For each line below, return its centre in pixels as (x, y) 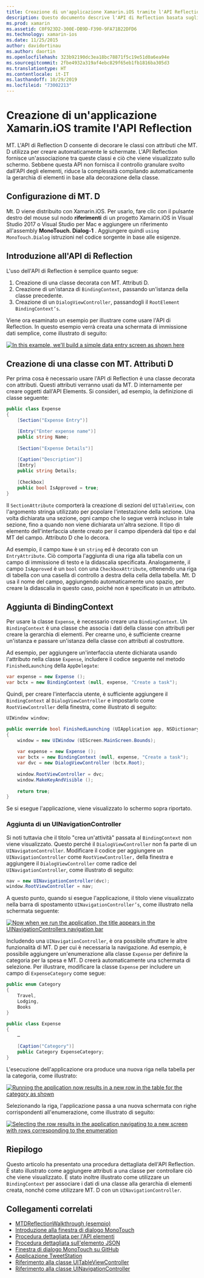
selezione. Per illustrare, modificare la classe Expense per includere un (93, 967)
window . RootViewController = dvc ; (61, 774)
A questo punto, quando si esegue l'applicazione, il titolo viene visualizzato (100, 898)
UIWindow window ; (28, 718)
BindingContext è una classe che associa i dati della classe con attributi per (100, 628)
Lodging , (28, 1001)
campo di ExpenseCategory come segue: (56, 974)
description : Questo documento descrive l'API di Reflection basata (95, 18)
